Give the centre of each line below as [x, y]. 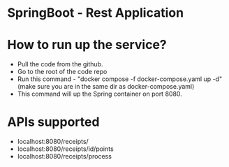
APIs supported [53, 122]
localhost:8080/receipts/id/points [65, 149]
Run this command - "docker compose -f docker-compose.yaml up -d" [119, 79]
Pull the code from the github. [60, 64]
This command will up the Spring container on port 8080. [100, 94]
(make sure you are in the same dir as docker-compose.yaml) [106, 87]
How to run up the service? [87, 45]
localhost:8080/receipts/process [64, 157]
